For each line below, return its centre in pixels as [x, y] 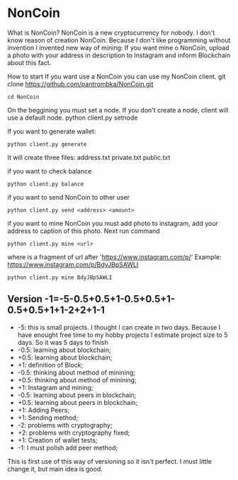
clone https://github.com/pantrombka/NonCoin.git [80, 84]
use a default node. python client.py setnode [73, 118]
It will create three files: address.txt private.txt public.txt [89, 157]
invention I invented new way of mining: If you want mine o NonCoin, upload [118, 47]
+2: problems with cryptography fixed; [74, 433]
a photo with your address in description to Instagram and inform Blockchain [119, 55]
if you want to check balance [50, 171]
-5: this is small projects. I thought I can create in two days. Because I [119, 327]
